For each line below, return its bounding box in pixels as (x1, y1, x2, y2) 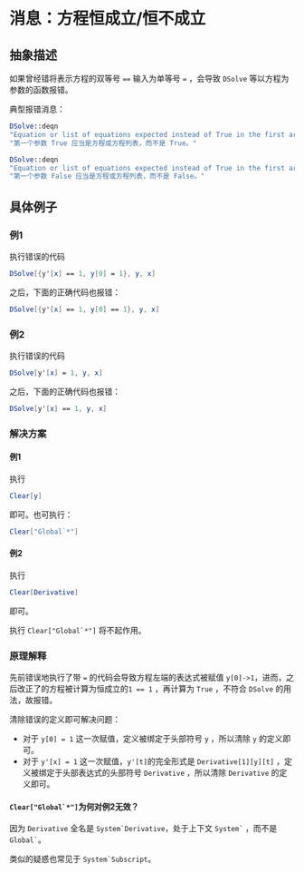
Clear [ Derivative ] (9, 587, 79, 597)
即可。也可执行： (9, 509, 73, 520)
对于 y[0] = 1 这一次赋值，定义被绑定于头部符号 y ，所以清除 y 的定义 (22, 732, 283, 744)
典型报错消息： (9, 103, 65, 114)
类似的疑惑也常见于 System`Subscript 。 (9, 854, 157, 865)
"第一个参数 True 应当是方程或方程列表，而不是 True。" (9, 138, 197, 148)
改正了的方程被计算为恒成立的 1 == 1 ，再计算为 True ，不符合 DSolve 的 (16, 682, 284, 694)
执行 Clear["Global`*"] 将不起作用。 (9, 624, 147, 635)
